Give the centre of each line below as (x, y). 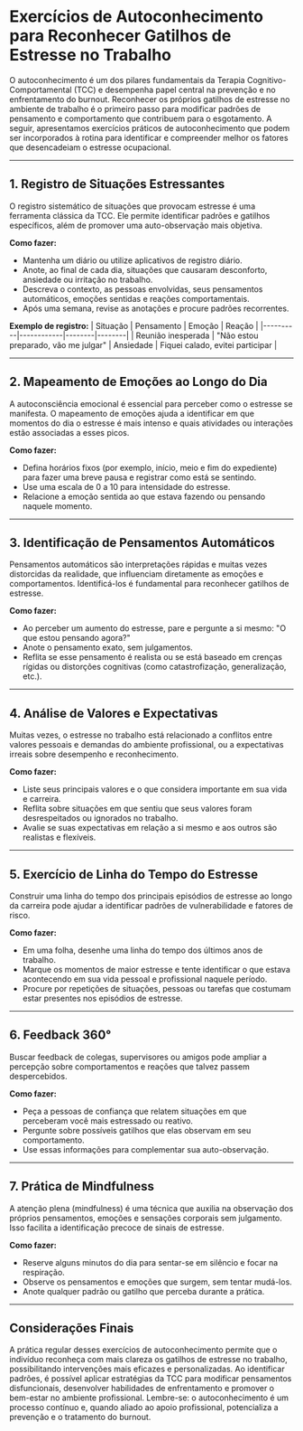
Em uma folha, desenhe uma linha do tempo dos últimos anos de (142, 950)
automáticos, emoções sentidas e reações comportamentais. (136, 298)
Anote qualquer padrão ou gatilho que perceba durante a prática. (143, 1291)
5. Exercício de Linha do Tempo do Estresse (134, 874)
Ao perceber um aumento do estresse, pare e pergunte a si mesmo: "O (154, 628)
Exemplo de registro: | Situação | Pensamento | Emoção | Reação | (134, 325)
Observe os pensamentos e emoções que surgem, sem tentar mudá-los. (157, 1282)
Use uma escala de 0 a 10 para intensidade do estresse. (126, 486)
